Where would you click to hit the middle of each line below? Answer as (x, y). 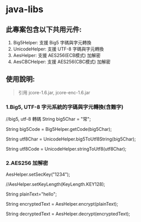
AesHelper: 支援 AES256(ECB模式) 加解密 (57, 55)
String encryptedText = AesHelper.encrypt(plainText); (62, 204)
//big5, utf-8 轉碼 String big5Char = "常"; (48, 119)
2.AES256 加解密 (27, 163)
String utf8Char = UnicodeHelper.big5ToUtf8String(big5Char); (71, 139)
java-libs (25, 9)
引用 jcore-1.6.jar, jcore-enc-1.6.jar (54, 92)
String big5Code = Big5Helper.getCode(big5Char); (59, 129)
